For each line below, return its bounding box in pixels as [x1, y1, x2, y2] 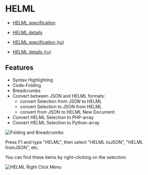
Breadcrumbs [12, 87, 41, 94]
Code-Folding [12, 82, 41, 88]
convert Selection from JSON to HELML [20, 98, 102, 104]
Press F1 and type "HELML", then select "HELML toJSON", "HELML [5, 139, 143, 145]
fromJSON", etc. [5, 144, 39, 150]
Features [5, 63, 34, 72]
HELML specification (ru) [12, 39, 64, 45]
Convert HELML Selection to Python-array [12, 119, 100, 126]
